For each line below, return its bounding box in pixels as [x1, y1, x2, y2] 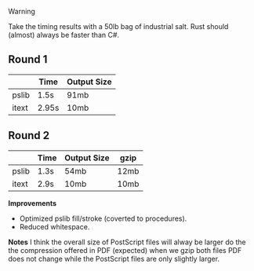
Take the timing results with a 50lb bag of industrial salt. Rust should [8, 22, 229, 31]
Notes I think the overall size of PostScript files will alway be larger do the [8, 237, 246, 247]
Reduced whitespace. [19, 222, 90, 231]
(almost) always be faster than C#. [8, 31, 120, 39]
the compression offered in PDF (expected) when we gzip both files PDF [8, 245, 242, 255]
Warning [8, 7, 35, 16]
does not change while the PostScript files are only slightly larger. [8, 254, 220, 263]
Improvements [8, 198, 57, 207]
